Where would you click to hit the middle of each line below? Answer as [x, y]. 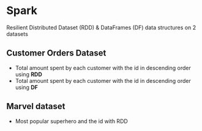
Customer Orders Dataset [56, 53]
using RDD [29, 74]
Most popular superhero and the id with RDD [72, 121]
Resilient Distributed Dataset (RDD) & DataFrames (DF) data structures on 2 [101, 27]
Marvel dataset [36, 106]
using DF [26, 87]
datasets [17, 34]
